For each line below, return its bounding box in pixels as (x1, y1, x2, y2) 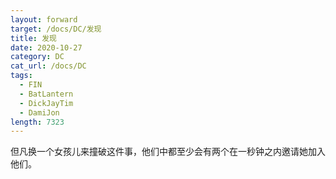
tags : (10, 71, 33, 81)
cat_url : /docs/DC (10, 61, 87, 71)
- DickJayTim (19, 98, 74, 108)
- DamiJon (19, 107, 60, 118)
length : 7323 (10, 117, 65, 127)
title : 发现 (10, 33, 57, 43)
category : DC (10, 52, 65, 62)
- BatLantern (19, 89, 74, 99)
